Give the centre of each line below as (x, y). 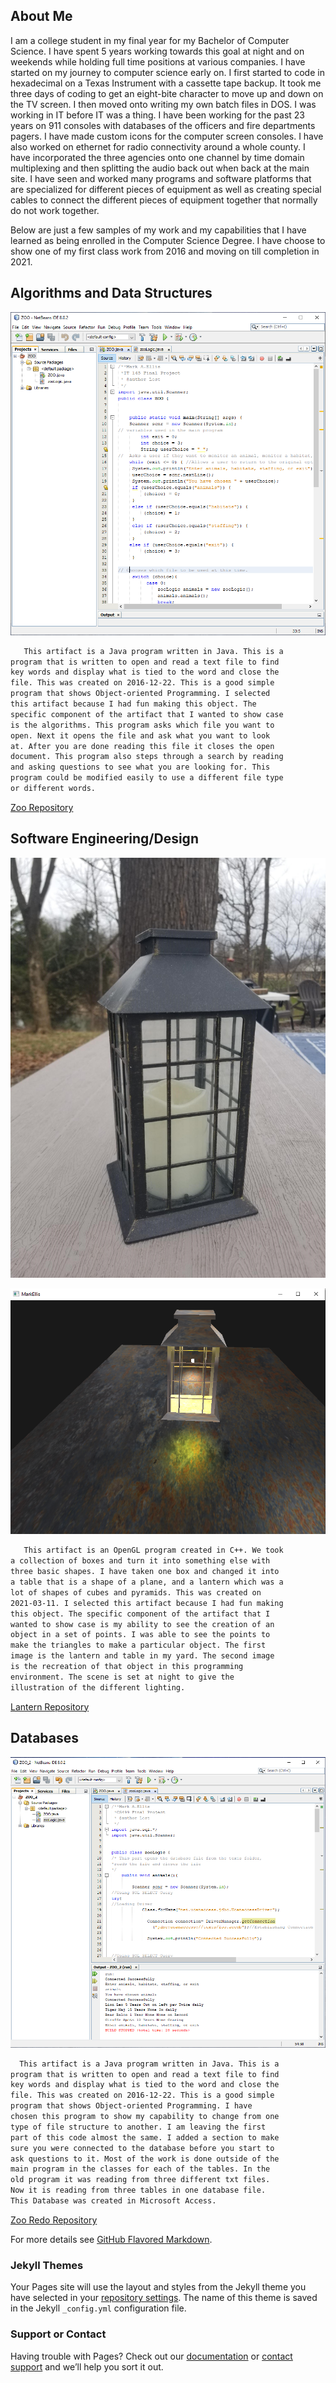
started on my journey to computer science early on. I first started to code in (167, 72)
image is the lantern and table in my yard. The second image (142, 1656)
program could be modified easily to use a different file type (147, 778)
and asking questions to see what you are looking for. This (140, 767)
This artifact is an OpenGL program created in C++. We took (153, 1550)
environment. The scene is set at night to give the (122, 1677)
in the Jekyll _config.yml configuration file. (98, 2308)
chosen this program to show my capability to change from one (145, 2117)
